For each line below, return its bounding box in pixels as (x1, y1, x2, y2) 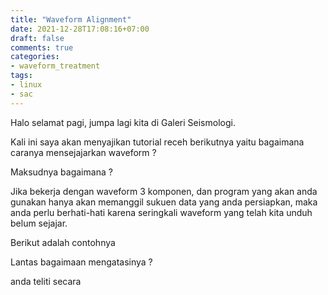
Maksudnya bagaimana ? (10, 166, 113, 178)
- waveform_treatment (10, 61, 101, 71)
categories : (10, 52, 60, 62)
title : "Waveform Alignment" (10, 14, 132, 25)
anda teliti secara (10, 275, 82, 287)
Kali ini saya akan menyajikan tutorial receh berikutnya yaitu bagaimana (10, 136, 305, 148)
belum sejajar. (10, 217, 68, 229)
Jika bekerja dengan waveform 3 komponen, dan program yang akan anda (10, 185, 318, 197)
